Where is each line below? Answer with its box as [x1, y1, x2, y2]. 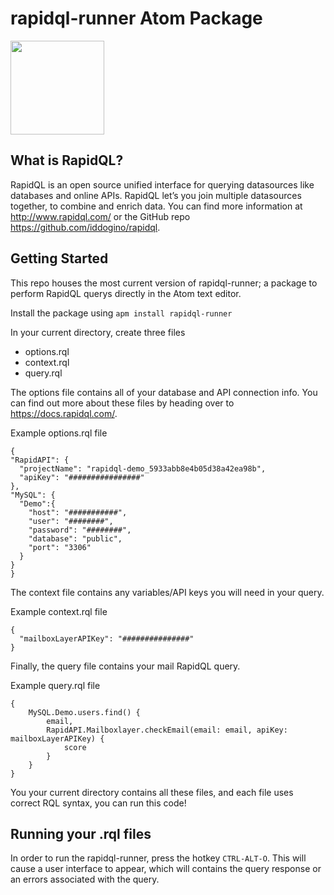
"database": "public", [28, 533, 123, 544]
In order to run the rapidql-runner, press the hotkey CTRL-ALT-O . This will [10, 852, 307, 864]
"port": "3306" [28, 542, 92, 552]
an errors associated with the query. [10, 873, 160, 886]
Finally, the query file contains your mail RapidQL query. [10, 660, 241, 672]
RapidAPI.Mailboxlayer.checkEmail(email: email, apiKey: [46, 725, 288, 735]
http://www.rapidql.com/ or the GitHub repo [10, 210, 191, 222]
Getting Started [10, 250, 109, 267]
